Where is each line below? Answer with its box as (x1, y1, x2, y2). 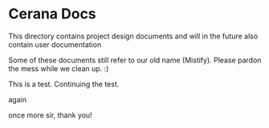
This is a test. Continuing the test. (8, 79, 120, 89)
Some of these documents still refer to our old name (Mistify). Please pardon (8, 55, 262, 65)
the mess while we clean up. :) (8, 63, 109, 73)
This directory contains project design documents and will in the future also (8, 31, 259, 41)
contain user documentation (8, 39, 102, 49)
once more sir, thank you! (8, 110, 92, 120)
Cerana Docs (8, 5, 96, 23)
